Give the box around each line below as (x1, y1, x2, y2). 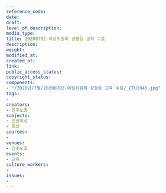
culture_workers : (6, 162, 49, 168)
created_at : (6, 58, 35, 64)
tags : (6, 91, 19, 96)
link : (6, 63, 19, 69)
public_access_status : (6, 69, 62, 75)
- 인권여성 (6, 118, 28, 124)
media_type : (6, 31, 35, 36)
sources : (6, 129, 28, 135)
